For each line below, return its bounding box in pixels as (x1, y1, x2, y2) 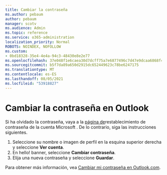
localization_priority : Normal (5, 40, 70, 45)
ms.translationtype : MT (5, 67, 55, 72)
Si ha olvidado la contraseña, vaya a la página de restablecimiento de (5, 118, 146, 124)
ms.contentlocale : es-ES (5, 72, 57, 77)
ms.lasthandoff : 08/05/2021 (5, 76, 64, 81)
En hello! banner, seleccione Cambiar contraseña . (12, 149, 116, 155)
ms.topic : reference (5, 30, 48, 35)
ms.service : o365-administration (5, 35, 75, 40)
